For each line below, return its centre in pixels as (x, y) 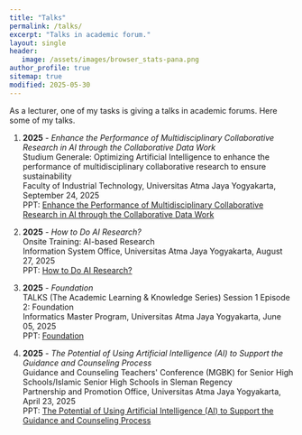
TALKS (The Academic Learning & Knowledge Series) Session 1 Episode (156, 297)
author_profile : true (50, 69)
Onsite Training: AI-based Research (88, 241)
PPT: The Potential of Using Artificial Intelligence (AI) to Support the (148, 411)
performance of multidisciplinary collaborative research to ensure (144, 166)
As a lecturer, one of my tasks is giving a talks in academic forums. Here (143, 110)
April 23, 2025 (49, 401)
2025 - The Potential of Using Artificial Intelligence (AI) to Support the (153, 353)
